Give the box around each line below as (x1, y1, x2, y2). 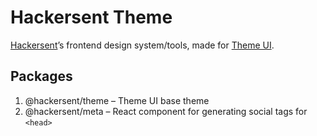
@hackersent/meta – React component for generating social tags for (24, 105, 308, 117)
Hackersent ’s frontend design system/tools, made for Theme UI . (10, 39, 275, 51)
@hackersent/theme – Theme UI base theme (24, 94, 210, 106)
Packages (10, 68, 73, 85)
